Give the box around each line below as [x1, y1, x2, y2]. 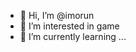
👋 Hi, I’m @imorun [19, 10, 95, 21]
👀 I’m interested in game [19, 20, 120, 32]
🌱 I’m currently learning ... [19, 31, 127, 42]
